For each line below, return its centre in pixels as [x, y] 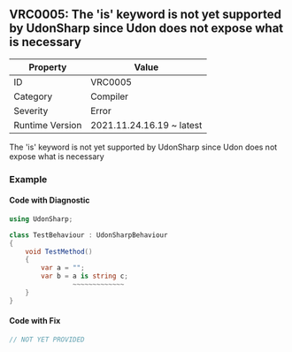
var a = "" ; [63, 268]
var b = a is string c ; [85, 276]
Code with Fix [35, 321]
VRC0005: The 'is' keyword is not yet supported [145, 15]
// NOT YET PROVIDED [47, 340]
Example [28, 179]
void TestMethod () [59, 251]
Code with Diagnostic [50, 200]
